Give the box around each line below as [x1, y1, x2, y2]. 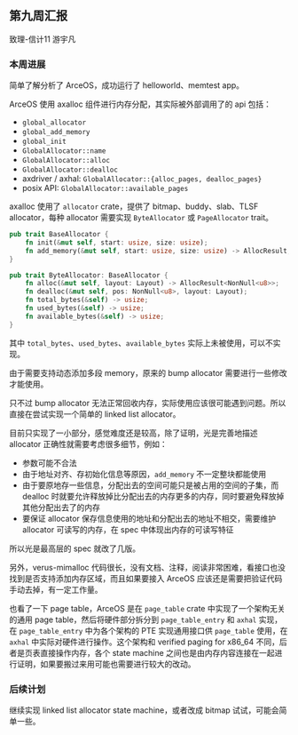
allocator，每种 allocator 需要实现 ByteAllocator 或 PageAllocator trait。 [9, 212, 273, 223]
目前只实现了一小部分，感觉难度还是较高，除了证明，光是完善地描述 [9, 427, 258, 438]
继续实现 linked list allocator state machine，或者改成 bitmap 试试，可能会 [9, 705, 279, 715]
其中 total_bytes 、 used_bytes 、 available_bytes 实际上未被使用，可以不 [9, 337, 273, 348]
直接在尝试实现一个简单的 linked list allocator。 [9, 408, 181, 419]
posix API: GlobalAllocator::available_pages [21, 183, 189, 194]
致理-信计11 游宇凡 [9, 34, 76, 44]
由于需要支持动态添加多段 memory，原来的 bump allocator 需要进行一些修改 [9, 367, 288, 378]
